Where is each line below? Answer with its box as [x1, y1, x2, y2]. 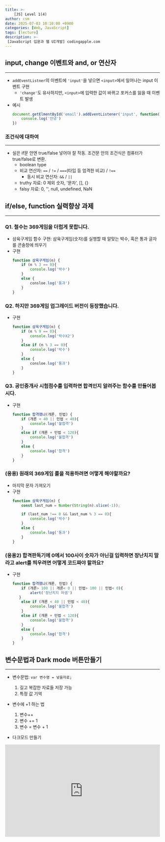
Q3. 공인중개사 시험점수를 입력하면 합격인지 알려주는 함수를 [5, 382, 137, 389]
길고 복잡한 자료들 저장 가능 [19, 685, 72, 690]
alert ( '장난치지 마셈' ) [30, 590, 73, 595]
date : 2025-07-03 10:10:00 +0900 [5, 21, 74, 26]
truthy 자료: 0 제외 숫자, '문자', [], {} [19, 180, 89, 186]
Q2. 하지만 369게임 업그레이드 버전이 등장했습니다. [5, 302, 119, 309]
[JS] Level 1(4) [14, 12, 48, 17]
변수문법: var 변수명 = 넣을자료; [12, 674, 72, 680]
